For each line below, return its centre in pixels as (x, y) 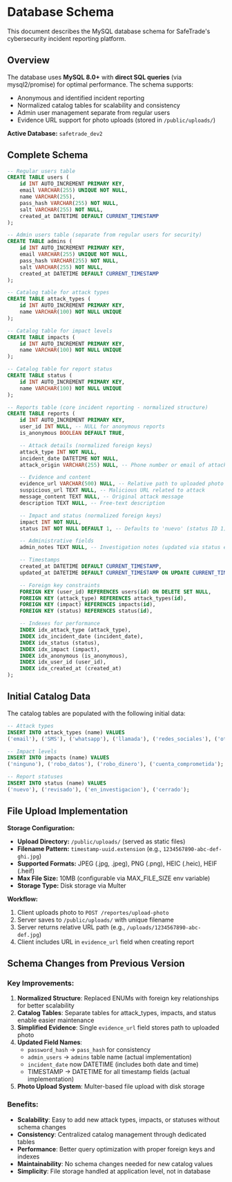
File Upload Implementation (68, 811)
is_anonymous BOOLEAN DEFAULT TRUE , (72, 433)
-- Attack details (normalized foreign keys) (86, 445)
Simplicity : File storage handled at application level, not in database (114, 1171)
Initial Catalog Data (49, 697)
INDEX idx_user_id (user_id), (63, 662)
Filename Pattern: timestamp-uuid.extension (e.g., (89, 848)
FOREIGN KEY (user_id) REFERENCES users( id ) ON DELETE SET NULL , (116, 592)
